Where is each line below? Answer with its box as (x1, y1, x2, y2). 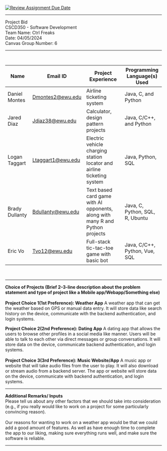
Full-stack (86, 238, 111, 245)
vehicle (86, 141, 103, 148)
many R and (86, 218, 114, 225)
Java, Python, (124, 154, 157, 160)
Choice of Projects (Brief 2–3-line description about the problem (5, 284, 141, 290)
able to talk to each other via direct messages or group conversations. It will (5, 336, 161, 342)
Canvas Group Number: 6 (5, 40, 58, 46)
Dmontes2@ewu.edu (32, 94, 82, 100)
